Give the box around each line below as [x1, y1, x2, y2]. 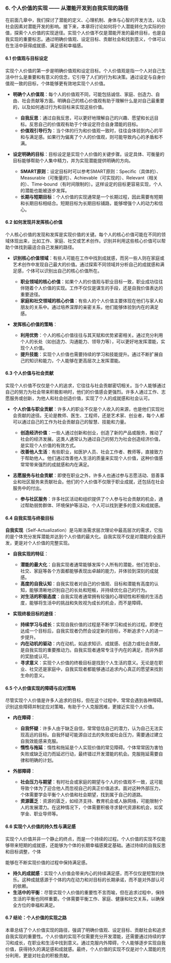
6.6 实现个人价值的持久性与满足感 [5, 823, 76, 829]
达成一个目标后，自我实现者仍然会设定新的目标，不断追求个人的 [20, 628, 154, 634]
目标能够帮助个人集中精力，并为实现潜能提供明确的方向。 [12, 157, 133, 164]
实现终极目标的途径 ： [12, 611, 58, 617]
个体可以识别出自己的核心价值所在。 [26, 268, 102, 274]
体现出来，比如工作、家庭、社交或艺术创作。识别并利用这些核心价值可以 [9, 238, 161, 244]
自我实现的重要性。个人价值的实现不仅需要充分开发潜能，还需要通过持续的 [5, 933, 161, 939]
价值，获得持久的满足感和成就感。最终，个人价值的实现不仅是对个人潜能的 [5, 946, 161, 952]
